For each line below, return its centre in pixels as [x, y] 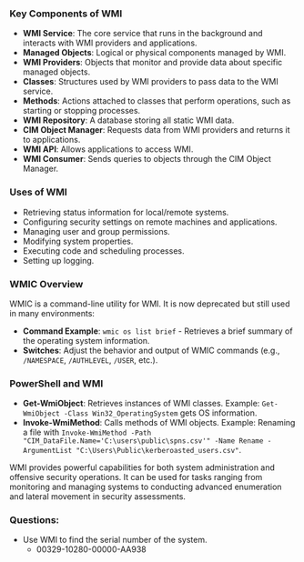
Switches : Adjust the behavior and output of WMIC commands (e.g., [151, 350]
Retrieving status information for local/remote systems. [126, 212]
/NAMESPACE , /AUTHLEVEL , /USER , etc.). [90, 360]
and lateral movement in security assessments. [98, 497]
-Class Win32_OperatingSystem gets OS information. [160, 413]
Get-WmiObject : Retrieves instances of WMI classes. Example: [141, 404]
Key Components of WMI [66, 14]
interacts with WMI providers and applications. [110, 43]
